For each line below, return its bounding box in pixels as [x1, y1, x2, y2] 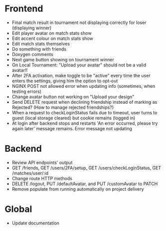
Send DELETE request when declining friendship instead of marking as [11, 99, 158, 105]
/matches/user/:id [11, 170, 48, 176]
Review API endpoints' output [11, 159, 73, 165]
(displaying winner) [11, 24, 52, 30]
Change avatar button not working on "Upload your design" [11, 93, 135, 100]
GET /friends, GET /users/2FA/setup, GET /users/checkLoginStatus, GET [11, 165, 162, 171]
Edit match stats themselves [11, 40, 70, 46]
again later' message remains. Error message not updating [11, 125, 133, 131]
